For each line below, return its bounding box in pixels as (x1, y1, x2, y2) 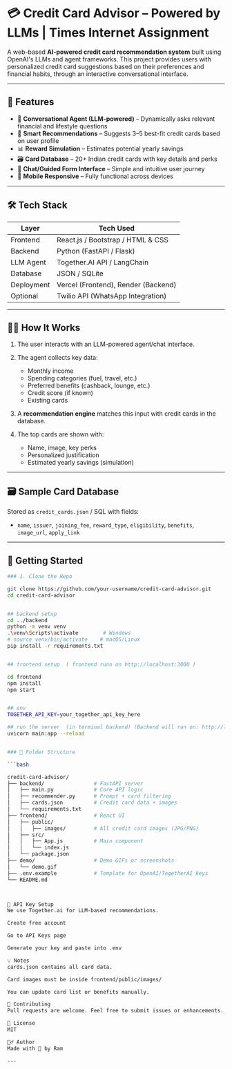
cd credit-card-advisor (7, 592, 76, 599)
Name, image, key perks (27, 443, 97, 452)
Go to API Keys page (7, 932, 67, 939)
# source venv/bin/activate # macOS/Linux (7, 636, 140, 643)
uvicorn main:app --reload (7, 730, 85, 737)
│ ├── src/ (7, 831, 45, 838)
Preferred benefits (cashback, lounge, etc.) (27, 381, 151, 390)
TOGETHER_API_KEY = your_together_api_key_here (7, 711, 140, 718)
